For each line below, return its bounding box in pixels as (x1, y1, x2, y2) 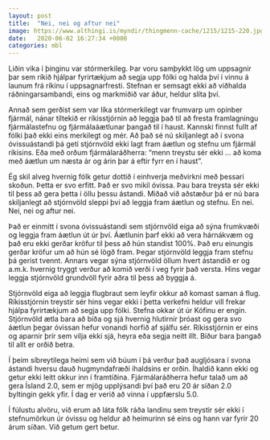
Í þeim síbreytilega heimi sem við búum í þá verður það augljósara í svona (8, 356, 252, 365)
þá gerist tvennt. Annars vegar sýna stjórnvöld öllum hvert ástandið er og (8, 256, 251, 265)
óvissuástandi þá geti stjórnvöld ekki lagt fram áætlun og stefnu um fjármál (8, 139, 256, 149)
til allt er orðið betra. (8, 339, 75, 350)
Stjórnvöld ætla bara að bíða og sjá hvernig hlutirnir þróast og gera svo (8, 315, 243, 324)
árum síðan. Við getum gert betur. (8, 422, 120, 432)
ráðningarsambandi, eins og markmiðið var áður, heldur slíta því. (8, 89, 221, 99)
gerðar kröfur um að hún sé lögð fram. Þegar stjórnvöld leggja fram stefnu (8, 247, 253, 257)
